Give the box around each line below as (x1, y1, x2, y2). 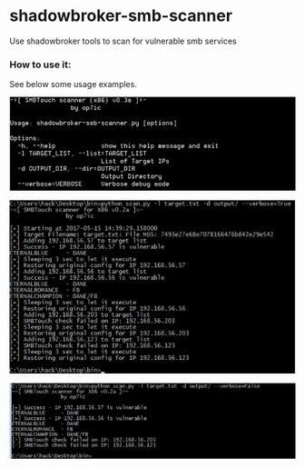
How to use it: (9, 58, 72, 71)
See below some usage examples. (9, 79, 138, 90)
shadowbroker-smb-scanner (9, 5, 233, 26)
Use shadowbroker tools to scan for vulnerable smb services (9, 35, 238, 46)
